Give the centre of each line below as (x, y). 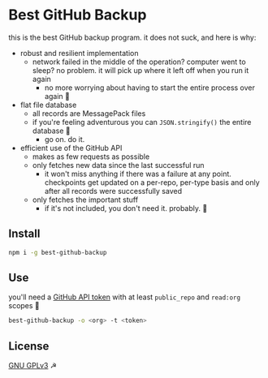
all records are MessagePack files (89, 113)
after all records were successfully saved (113, 191)
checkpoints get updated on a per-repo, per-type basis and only (152, 182)
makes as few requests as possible (91, 157)
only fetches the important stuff (85, 200)
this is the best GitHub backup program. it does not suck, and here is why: (132, 37)
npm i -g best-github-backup (58, 252)
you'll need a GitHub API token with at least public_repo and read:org (125, 297)
